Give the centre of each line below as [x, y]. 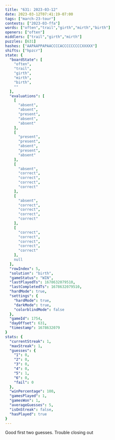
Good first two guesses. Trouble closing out [49, 433]
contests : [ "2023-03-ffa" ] [33, 23]
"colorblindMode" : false [39, 309]
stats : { [14, 337]
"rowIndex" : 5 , [25, 269]
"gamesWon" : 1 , [25, 401]
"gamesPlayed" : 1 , [28, 396]
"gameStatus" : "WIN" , [32, 278]
